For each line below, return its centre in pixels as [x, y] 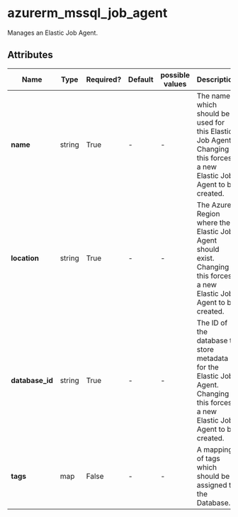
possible [175, 74]
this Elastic [215, 131]
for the [208, 367]
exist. [205, 258]
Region [208, 213]
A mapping [215, 450]
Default [141, 79]
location [25, 258]
